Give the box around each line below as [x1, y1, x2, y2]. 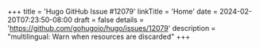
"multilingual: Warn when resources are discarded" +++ [7, 32, 191, 41]
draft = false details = [73, 15, 145, 24]
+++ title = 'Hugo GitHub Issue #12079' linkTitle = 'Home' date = [7, 7, 218, 16]
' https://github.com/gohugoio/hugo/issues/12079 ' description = [7, 24, 216, 32]
